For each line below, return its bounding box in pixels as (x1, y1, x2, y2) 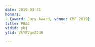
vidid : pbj (5, 26, 28, 31)
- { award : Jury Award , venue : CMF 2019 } (5, 16, 91, 21)
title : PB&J (5, 21, 30, 26)
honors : (5, 12, 21, 17)
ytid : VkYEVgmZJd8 (5, 30, 43, 35)
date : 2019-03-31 (5, 7, 41, 12)
